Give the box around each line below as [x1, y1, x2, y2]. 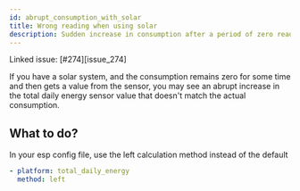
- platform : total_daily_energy [9, 167, 129, 176]
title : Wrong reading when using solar [9, 21, 158, 30]
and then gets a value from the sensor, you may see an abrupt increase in [9, 81, 280, 92]
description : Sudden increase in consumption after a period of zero [9, 29, 274, 38]
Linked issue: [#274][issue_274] [9, 54, 127, 65]
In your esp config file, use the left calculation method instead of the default [9, 149, 288, 161]
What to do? [9, 126, 79, 141]
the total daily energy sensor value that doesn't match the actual [9, 90, 246, 101]
